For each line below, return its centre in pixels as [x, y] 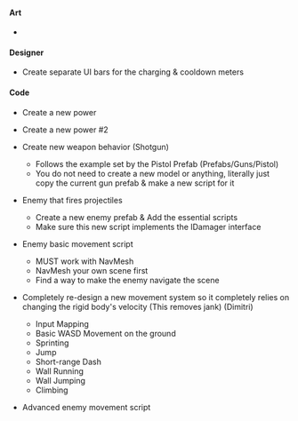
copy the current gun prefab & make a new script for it [135, 183]
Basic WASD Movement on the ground [105, 333]
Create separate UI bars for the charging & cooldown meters [133, 72]
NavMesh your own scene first [92, 270]
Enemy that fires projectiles [72, 200]
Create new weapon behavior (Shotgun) [95, 147]
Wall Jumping [60, 380]
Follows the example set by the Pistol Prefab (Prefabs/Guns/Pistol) [157, 163]
